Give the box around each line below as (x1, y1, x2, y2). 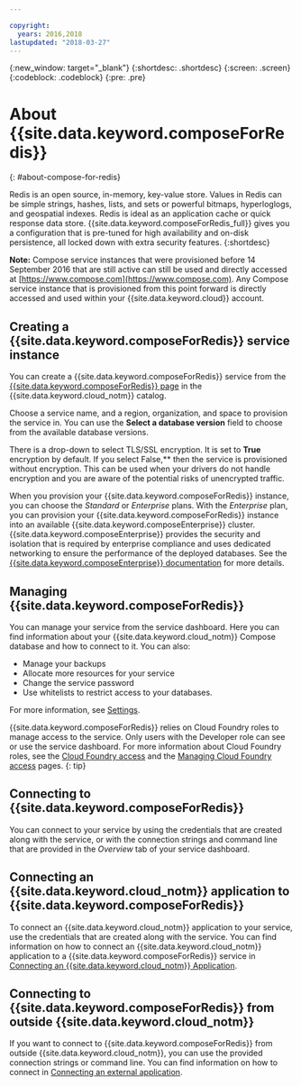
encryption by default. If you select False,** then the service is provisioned (9, 454, 287, 465)
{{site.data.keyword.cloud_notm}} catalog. (9, 390, 167, 401)
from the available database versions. (9, 427, 149, 438)
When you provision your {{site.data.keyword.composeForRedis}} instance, (9, 490, 290, 501)
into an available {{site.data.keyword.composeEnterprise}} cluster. (9, 519, 255, 530)
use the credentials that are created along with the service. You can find (9, 931, 278, 942)
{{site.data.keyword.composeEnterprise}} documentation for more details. (9, 558, 285, 569)
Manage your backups (22, 658, 106, 669)
